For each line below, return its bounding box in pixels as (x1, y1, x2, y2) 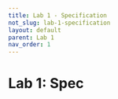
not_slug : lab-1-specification (8, 19, 111, 27)
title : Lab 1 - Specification (8, 11, 108, 20)
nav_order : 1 (8, 41, 51, 49)
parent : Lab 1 (8, 33, 55, 42)
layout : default (8, 26, 61, 34)
